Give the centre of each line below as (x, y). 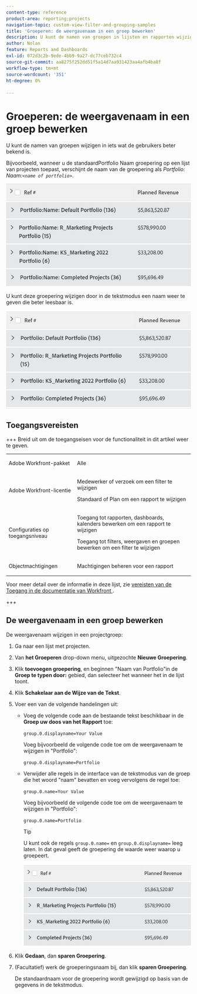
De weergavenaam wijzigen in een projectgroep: (64, 634)
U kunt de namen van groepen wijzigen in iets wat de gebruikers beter (91, 145)
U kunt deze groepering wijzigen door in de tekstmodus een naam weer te (96, 296)
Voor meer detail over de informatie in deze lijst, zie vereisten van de (89, 584)
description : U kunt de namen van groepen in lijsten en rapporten (90, 37)
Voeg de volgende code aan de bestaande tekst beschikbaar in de (103, 715)
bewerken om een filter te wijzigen (118, 548)
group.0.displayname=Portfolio (62, 762)
